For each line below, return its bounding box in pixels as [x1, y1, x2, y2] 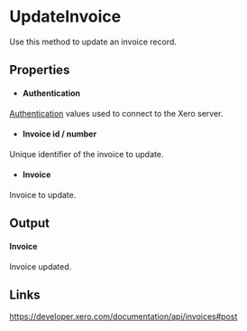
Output [9, 215, 50, 232]
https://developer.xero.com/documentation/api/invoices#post [9, 311, 238, 322]
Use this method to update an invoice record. [9, 36, 178, 47]
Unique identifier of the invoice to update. [9, 148, 164, 159]
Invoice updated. [9, 260, 72, 272]
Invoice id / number [22, 128, 97, 139]
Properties [9, 62, 70, 78]
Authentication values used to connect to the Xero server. [9, 108, 224, 118]
